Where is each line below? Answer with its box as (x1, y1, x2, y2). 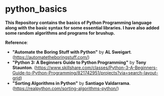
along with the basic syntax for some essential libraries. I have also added (5, 24, 160, 30)
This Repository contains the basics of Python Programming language (5, 20, 152, 25)
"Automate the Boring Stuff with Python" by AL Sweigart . (12, 49, 132, 55)
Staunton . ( (12, 65, 36, 71)
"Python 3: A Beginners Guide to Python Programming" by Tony (12, 59, 146, 65)
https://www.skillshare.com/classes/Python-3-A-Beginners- (35, 65, 158, 71)
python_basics (5, 3, 67, 15)
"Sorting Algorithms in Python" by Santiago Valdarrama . (12, 80, 131, 86)
